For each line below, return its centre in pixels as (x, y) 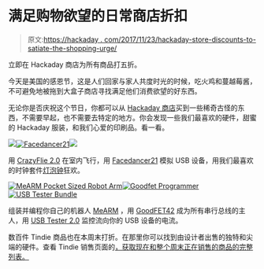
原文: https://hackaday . (65, 39)
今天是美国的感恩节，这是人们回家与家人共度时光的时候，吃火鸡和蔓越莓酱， (132, 81)
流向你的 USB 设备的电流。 (139, 220)
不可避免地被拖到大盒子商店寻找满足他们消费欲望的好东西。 (105, 90)
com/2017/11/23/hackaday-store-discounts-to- (180, 39)
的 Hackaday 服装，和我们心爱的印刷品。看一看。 (89, 127)
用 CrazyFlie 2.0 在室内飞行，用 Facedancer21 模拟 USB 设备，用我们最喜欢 (131, 160)
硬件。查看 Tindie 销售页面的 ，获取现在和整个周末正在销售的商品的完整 (138, 247)
